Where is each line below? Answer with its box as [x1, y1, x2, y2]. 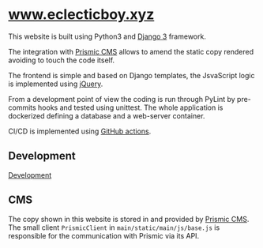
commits [8, 103, 37, 112]
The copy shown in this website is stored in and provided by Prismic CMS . [8, 214, 250, 224]
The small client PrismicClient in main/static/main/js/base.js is [8, 223, 220, 232]
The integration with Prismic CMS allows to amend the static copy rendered [8, 47, 254, 56]
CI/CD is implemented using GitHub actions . [8, 126, 152, 136]
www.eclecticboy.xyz [8, 6, 155, 24]
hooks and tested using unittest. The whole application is [38, 103, 224, 112]
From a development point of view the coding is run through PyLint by [8, 94, 235, 103]
